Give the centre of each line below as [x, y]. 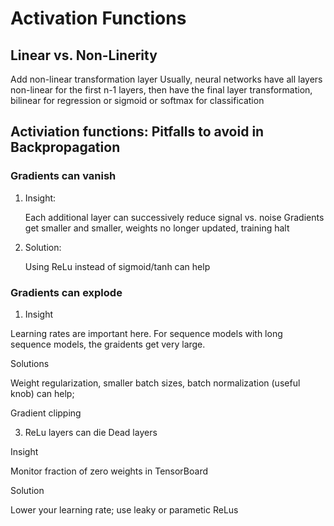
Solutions [30, 363]
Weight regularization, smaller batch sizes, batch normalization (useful [155, 383]
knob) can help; [42, 393]
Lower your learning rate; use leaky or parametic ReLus [124, 509]
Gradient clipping [46, 413]
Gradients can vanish [63, 176]
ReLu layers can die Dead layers [91, 432]
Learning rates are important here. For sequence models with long [146, 333]
